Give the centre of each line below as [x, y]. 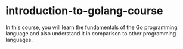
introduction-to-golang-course [84, 11]
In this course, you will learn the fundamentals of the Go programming [91, 27]
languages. [19, 40]
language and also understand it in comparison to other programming [91, 33]
